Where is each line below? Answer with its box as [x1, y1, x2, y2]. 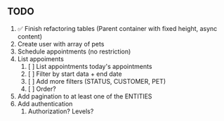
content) [17, 32, 43, 41]
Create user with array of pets [17, 39, 105, 48]
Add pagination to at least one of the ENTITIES [17, 91, 152, 101]
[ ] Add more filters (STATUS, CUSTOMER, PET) [27, 77, 166, 85]
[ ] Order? [27, 84, 56, 93]
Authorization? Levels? [27, 107, 94, 115]
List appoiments [17, 54, 65, 63]
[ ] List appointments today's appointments [27, 62, 152, 70]
